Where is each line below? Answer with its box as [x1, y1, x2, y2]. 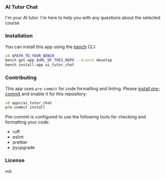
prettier [12, 139, 28, 145]
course [5, 20, 20, 26]
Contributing [5, 74, 37, 81]
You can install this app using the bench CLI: [5, 44, 96, 50]
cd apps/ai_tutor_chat [5, 100, 52, 105]
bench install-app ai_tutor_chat [5, 62, 75, 67]
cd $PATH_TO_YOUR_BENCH [5, 53, 55, 58]
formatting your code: [5, 119, 50, 125]
